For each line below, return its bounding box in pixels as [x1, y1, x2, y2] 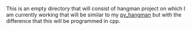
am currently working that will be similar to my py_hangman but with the [6, 11, 182, 18]
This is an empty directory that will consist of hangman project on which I [6, 5, 186, 12]
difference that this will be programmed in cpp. [6, 18, 120, 24]
